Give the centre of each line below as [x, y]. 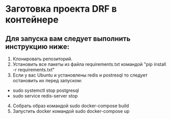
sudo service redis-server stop [45, 96]
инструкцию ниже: [38, 46]
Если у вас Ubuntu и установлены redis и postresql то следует [80, 75]
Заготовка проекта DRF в [61, 9]
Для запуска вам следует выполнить [68, 39]
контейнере [32, 20]
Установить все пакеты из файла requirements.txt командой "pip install [89, 64]
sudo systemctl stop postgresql [46, 90]
